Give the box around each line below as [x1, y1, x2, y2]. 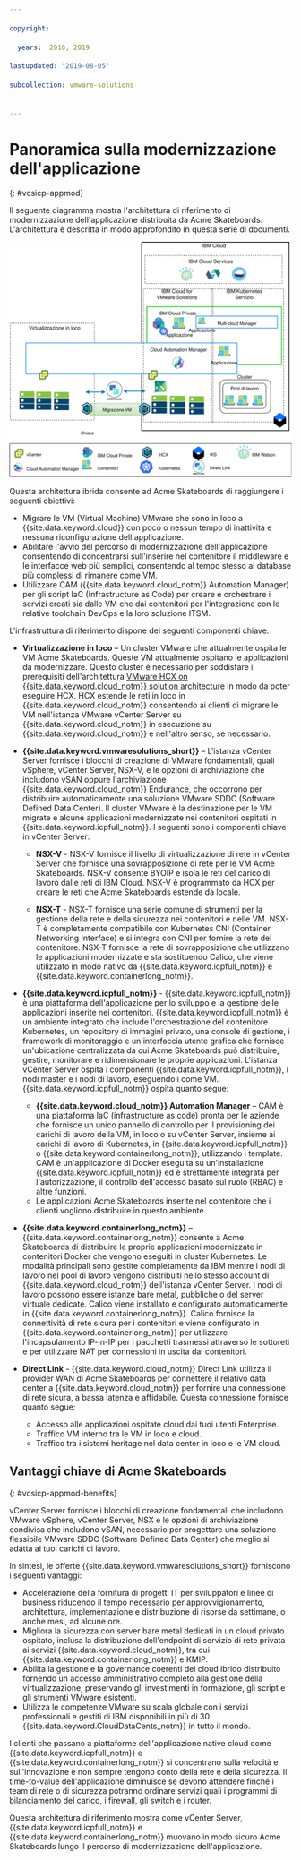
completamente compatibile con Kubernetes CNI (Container [49, 922, 271, 933]
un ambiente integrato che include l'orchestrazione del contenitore [21, 1016, 269, 1027]
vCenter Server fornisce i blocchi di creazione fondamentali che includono [9, 1504, 284, 1515]
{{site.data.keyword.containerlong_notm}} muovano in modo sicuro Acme [9, 1831, 281, 1842]
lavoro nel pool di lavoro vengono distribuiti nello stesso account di [21, 1270, 270, 1281]
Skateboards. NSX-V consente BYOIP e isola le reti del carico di [35, 867, 271, 878]
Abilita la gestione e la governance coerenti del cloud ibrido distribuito [21, 1663, 281, 1674]
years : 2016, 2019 [17, 43, 90, 52]
